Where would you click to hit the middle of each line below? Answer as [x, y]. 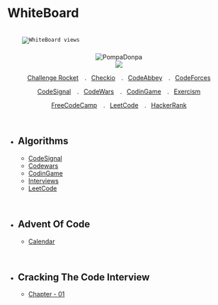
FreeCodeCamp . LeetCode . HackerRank [119, 105]
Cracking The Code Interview [84, 277]
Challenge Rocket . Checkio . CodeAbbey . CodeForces [119, 77]
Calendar [41, 241]
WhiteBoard [43, 13]
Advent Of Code [54, 224]
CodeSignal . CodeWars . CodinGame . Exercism [119, 91]
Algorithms [43, 141]
